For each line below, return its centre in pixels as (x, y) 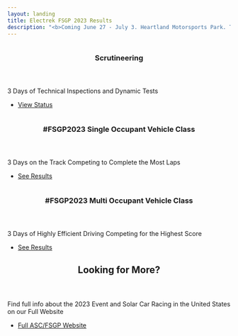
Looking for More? (119, 270)
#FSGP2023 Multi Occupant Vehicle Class (119, 201)
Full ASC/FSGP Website (52, 325)
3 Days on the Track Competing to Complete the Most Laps (94, 162)
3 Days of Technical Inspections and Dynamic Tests (83, 91)
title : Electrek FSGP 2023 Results (60, 21)
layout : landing (31, 14)
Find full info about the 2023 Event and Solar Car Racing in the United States (119, 304)
